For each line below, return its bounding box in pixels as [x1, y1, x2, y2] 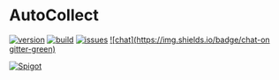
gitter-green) [9, 43, 56, 54]
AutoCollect [9, 5, 99, 25]
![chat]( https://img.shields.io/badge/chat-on [109, 34, 271, 45]
